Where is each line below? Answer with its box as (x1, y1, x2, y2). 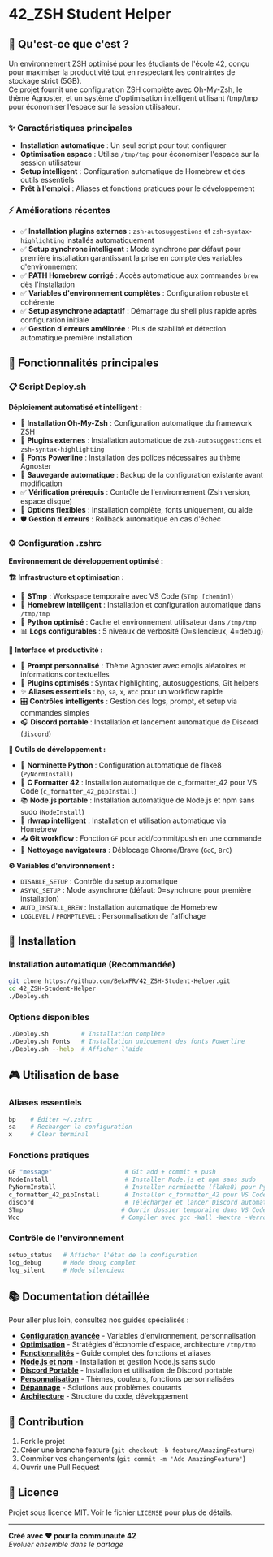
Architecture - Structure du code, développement (19, 1391, 188, 1401)
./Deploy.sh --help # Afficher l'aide (8, 1044, 144, 1053)
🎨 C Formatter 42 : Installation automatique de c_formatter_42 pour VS (19, 777, 258, 787)
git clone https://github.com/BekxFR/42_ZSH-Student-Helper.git (8, 977, 231, 985)
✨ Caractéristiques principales (8, 122, 132, 133)
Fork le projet (19, 1437, 65, 1447)
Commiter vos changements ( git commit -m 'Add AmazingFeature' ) (19, 1454, 246, 1464)
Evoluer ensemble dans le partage (8, 1539, 123, 1549)
